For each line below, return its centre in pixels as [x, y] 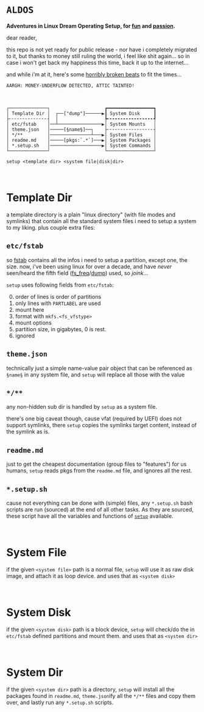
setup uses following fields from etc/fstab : [60, 285]
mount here [30, 309]
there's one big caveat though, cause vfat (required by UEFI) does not [94, 419]
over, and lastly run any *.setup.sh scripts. [60, 702]
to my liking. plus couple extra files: [51, 227]
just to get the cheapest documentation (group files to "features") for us [97, 464]
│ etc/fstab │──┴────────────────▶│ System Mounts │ [81, 124]
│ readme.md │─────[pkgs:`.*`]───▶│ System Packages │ [81, 140]
